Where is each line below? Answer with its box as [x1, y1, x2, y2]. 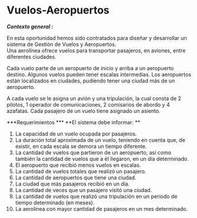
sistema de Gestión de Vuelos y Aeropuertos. [6, 41, 116, 48]
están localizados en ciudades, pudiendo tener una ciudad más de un [6, 77, 175, 84]
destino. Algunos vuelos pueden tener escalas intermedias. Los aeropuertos [6, 71, 192, 78]
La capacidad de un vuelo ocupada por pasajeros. [15, 130, 137, 137]
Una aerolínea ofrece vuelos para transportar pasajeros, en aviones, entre [6, 47, 186, 54]
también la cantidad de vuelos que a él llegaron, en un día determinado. [15, 155, 189, 162]
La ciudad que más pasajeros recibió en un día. [15, 180, 130, 187]
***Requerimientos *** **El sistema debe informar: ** [6, 118, 141, 125]
